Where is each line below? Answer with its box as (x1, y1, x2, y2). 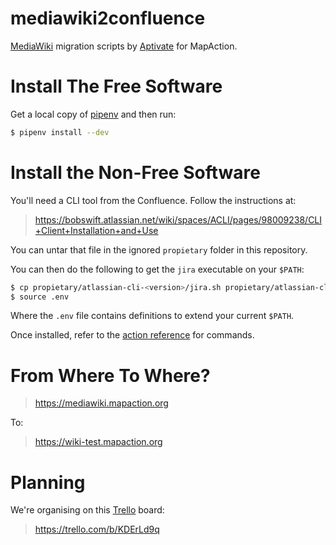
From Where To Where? (10, 364, 211, 387)
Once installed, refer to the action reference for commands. (10, 329, 255, 341)
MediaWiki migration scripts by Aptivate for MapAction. (10, 40, 238, 52)
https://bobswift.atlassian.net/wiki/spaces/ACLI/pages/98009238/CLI (34, 213, 323, 226)
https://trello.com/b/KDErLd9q (34, 523, 160, 536)
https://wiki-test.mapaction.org (34, 436, 163, 448)
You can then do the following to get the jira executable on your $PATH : (10, 263, 305, 275)
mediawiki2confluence (10, 7, 206, 30)
